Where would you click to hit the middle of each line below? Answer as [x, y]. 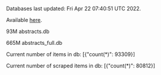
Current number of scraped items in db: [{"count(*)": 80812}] [81, 66]
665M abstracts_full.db [34, 43]
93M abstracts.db [28, 31]
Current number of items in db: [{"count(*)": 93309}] [70, 54]
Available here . [24, 20]
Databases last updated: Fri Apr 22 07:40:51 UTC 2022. [74, 9]
